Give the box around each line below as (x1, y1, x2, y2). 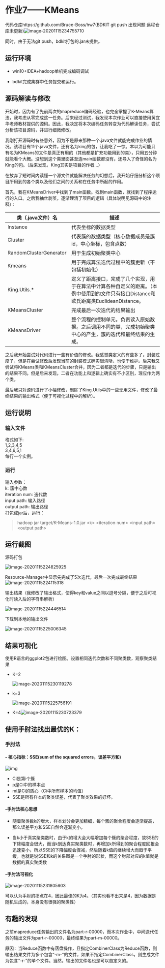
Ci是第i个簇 (12, 776, 35, 781)
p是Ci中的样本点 (12, 781, 45, 787)
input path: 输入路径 (5, 498, 46, 503)
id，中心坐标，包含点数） (71, 240, 130, 247)
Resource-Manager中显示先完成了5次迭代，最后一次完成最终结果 (5, 574, 137, 580)
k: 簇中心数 (5, 485, 27, 491)
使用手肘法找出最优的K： (5, 725, 81, 733)
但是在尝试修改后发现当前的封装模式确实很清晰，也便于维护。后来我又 (18, 358, 160, 364)
